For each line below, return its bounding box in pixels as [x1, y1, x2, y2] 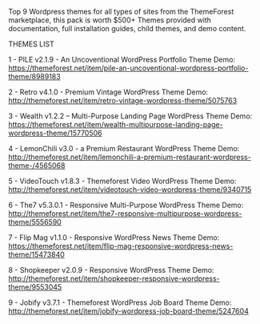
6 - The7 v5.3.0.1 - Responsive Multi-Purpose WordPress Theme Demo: [8, 200, 244, 210]
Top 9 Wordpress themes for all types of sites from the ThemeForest [8, 7, 234, 16]
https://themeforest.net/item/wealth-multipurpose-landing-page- [8, 120, 223, 129]
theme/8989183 [8, 72, 62, 81]
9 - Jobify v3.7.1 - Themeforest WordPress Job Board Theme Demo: [8, 298, 232, 307]
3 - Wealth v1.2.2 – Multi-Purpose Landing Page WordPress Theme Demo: [8, 111, 253, 121]
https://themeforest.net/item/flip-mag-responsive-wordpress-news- [8, 242, 234, 250]
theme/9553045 [8, 282, 62, 291]
